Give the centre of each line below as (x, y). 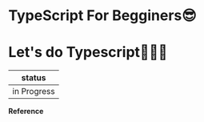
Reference (26, 112)
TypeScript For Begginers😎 (102, 16)
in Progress (34, 91)
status (34, 78)
